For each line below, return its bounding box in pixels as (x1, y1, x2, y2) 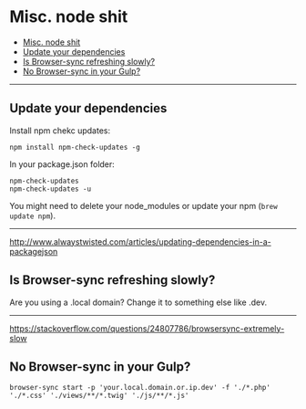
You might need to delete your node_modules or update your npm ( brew (9, 200, 278, 211)
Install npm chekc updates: (9, 125, 111, 136)
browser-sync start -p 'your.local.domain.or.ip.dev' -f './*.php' (9, 383, 271, 393)
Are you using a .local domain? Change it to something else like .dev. (9, 297, 267, 308)
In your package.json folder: (9, 158, 116, 170)
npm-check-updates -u (9, 184, 92, 194)
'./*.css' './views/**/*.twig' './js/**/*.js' (9, 391, 189, 401)
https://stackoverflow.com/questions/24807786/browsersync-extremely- (9, 322, 285, 334)
